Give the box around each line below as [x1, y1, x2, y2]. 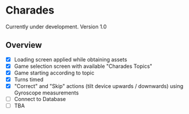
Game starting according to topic [14, 69, 95, 76]
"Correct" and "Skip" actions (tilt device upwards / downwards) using [14, 83, 184, 89]
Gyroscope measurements [14, 89, 79, 96]
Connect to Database [14, 96, 66, 103]
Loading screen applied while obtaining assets [14, 56, 128, 63]
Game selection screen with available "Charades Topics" [14, 63, 153, 70]
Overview [5, 40, 43, 50]
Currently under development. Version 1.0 [5, 23, 107, 30]
